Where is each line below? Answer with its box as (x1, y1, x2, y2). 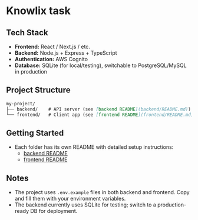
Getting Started (6, 128, 64, 138)
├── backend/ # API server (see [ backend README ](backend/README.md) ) (6, 106, 192, 112)
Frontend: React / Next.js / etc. (14, 43, 90, 50)
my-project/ (6, 101, 35, 106)
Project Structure (6, 85, 71, 95)
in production (14, 68, 47, 75)
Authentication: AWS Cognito (14, 56, 88, 62)
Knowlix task (6, 4, 71, 18)
